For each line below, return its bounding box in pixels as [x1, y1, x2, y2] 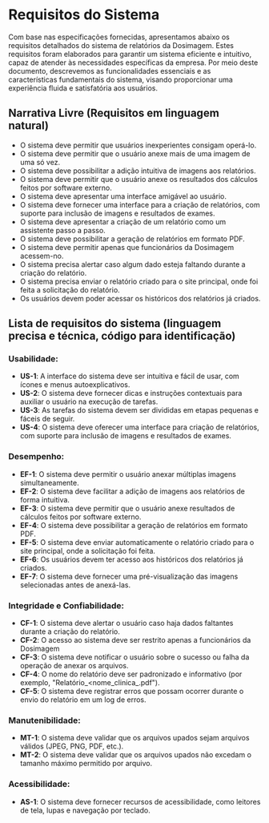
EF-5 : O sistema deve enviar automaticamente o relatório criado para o [19, 537, 255, 547]
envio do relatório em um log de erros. [19, 695, 147, 704]
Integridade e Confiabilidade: [8, 599, 125, 611]
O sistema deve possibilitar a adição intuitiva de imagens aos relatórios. [19, 166, 256, 175]
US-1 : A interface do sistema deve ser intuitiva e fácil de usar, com [19, 371, 240, 381]
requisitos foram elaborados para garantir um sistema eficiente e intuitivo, [8, 49, 252, 58]
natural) [8, 119, 50, 133]
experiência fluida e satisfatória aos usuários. [8, 83, 159, 93]
